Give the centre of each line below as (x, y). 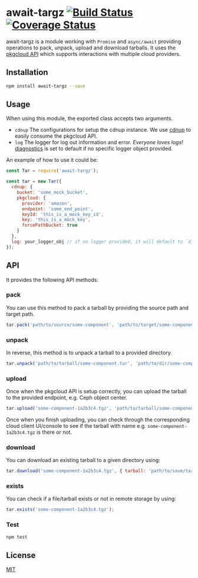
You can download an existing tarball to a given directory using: (83, 460)
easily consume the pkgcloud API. (56, 136)
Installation (27, 73)
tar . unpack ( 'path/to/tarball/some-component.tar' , (70, 363)
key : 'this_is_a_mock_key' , (56, 220)
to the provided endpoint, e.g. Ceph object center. (67, 398)
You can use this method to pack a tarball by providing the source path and (97, 308)
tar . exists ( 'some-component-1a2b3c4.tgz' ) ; (60, 510)
